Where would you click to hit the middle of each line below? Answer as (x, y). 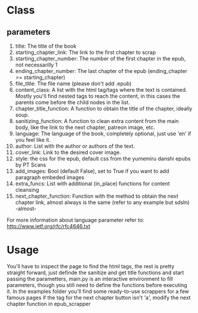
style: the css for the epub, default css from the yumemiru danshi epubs (103, 159)
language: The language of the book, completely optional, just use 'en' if (103, 134)
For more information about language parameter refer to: (75, 220)
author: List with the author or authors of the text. (75, 146)
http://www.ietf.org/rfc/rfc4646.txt (49, 226)
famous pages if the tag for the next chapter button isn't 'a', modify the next (99, 297)
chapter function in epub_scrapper (49, 304)
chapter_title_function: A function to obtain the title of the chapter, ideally (104, 109)
